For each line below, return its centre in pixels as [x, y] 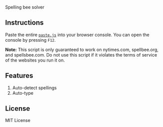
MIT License [18, 121]
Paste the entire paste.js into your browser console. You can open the [77, 35]
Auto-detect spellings [35, 88]
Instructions [24, 23]
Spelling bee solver [25, 7]
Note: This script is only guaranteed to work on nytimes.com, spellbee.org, [82, 50]
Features [19, 76]
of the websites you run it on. [35, 60]
